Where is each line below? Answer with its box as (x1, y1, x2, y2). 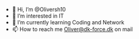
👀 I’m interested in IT (12, 12, 64, 19)
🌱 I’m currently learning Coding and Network (12, 19, 125, 26)
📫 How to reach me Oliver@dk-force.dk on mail (12, 26, 133, 33)
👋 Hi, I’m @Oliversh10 (12, 6, 66, 13)
